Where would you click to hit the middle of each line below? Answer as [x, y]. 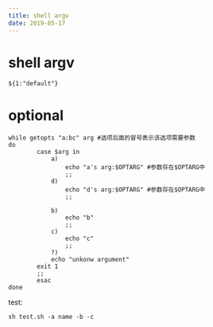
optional [36, 115]
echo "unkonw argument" [90, 260]
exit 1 [48, 267]
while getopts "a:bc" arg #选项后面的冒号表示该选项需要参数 [102, 138]
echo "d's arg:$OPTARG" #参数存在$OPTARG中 [135, 190]
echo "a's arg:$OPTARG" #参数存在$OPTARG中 [135, 167]
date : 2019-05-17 [37, 23]
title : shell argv [39, 16]
